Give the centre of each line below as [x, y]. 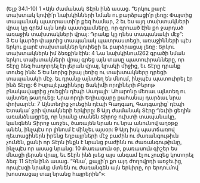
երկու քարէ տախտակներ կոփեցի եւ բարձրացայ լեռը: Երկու [90, 47]
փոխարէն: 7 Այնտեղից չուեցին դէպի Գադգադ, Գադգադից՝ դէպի [96, 104]
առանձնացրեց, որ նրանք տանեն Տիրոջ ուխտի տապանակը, [91, 117]
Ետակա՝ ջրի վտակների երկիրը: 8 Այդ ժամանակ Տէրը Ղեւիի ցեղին [99, 110]
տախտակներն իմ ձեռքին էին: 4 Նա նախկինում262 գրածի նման [96, 53]
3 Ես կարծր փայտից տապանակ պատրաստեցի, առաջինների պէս [99, 40]
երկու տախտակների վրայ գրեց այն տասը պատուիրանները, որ [96, 60]
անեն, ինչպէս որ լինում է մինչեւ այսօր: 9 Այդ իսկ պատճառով [90, 129]
